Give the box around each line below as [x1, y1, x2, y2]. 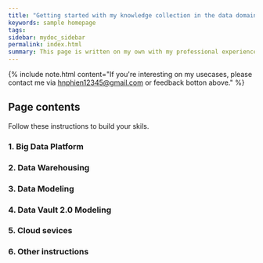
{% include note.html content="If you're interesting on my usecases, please [8, 70, 253, 79]
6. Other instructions [8, 247, 89, 258]
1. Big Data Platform [8, 141, 85, 152]
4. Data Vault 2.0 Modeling [8, 204, 112, 215]
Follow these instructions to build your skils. [8, 121, 150, 130]
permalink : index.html [8, 41, 82, 49]
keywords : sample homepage [8, 19, 96, 27]
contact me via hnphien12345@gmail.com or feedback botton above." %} [8, 78, 245, 87]
